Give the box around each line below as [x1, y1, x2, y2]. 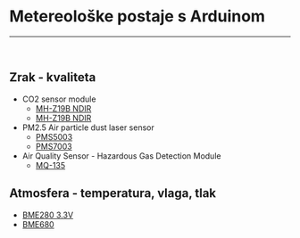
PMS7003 [35, 141, 73, 152]
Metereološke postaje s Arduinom [9, 6, 266, 27]
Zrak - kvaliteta [9, 70, 96, 86]
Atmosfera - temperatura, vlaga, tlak [9, 185, 217, 201]
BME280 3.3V [21, 209, 74, 220]
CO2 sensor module [21, 94, 96, 104]
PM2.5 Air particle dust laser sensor [21, 122, 154, 133]
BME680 [21, 218, 55, 229]
